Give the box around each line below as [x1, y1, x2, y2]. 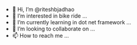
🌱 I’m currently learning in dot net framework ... [12, 19, 131, 26]
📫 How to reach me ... [12, 32, 69, 39]
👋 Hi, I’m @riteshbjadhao [12, 6, 75, 13]
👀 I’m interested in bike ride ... [12, 12, 87, 19]
